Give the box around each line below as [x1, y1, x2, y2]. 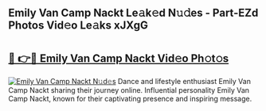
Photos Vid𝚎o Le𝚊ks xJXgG [8, 19, 149, 33]
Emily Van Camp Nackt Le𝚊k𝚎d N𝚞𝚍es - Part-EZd [8, 6, 259, 20]
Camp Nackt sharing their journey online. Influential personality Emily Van [8, 86, 249, 94]
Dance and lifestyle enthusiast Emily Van [118, 77, 251, 86]
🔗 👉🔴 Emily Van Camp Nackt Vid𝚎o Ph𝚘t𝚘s [8, 52, 229, 65]
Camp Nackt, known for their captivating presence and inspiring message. [8, 94, 252, 103]
